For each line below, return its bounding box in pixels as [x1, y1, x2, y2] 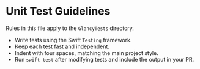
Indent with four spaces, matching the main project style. [14, 49, 158, 56]
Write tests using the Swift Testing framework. [14, 36, 132, 43]
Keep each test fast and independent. [14, 43, 109, 50]
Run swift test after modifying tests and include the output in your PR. [14, 56, 194, 63]
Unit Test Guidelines [6, 4, 111, 18]
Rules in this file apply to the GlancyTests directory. [6, 24, 134, 32]
